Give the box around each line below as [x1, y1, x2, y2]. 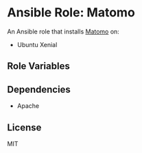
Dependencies [7, 83, 71, 95]
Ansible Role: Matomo [7, 5, 135, 20]
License [7, 122, 42, 133]
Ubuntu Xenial [16, 40, 58, 48]
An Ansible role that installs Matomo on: [7, 27, 120, 36]
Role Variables [7, 60, 70, 72]
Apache [16, 102, 40, 110]
